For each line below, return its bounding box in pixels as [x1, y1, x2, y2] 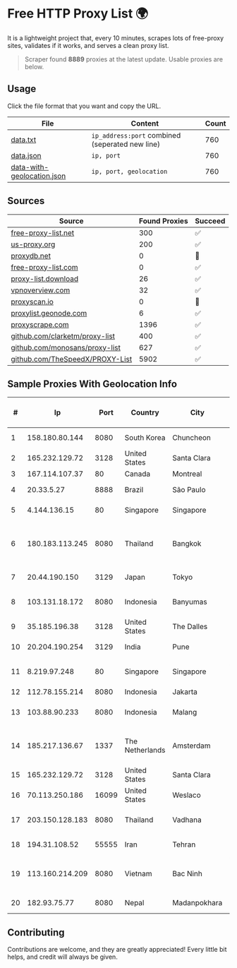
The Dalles [172, 622, 208, 632]
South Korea [124, 433, 166, 443]
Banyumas [172, 597, 207, 607]
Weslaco [172, 790, 201, 800]
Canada [124, 469, 150, 479]
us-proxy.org [11, 239, 56, 249]
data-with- [11, 162, 49, 172]
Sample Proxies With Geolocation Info [7, 378, 178, 390]
